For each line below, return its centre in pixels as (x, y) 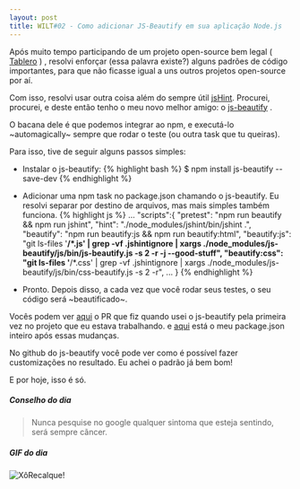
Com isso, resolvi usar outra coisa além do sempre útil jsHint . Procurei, (140, 97)
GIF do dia (29, 453)
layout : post (34, 17)
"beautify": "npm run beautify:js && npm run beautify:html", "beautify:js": (157, 233)
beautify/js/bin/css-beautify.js (77, 272)
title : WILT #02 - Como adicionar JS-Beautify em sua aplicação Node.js (146, 26)
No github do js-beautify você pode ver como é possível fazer (124, 353)
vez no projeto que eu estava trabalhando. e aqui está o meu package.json (147, 326)
